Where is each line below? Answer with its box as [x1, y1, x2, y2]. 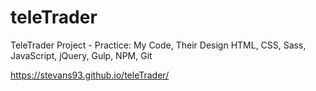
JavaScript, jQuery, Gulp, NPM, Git [10, 49, 153, 61]
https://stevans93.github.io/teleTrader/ [10, 69, 170, 81]
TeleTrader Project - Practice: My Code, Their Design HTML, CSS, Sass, [10, 39, 307, 51]
